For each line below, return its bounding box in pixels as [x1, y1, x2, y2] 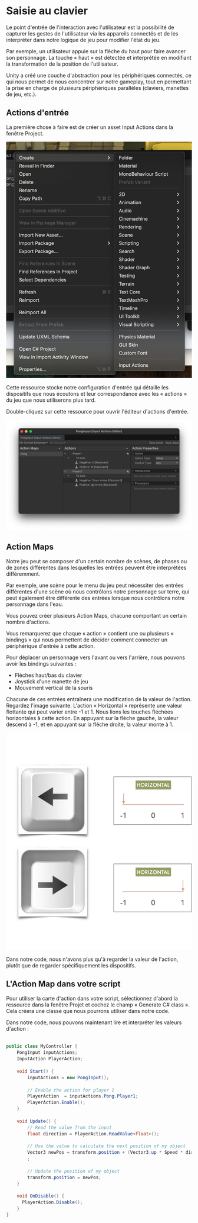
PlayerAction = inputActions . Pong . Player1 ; [27, 1093, 138, 1099]
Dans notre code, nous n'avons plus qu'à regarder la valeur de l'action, [6, 956, 179, 963]
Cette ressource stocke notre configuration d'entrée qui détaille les [6, 384, 169, 391]
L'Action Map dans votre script [6, 979, 121, 989]
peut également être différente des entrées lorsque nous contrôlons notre [6, 594, 185, 601]
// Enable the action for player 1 [27, 1087, 115, 1093]
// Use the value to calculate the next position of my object [27, 1143, 186, 1149]
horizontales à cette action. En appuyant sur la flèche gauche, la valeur [6, 714, 179, 721]
